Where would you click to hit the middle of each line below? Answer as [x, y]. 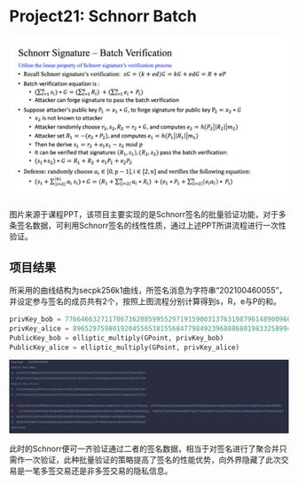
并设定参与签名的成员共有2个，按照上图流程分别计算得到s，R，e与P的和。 [145, 301]
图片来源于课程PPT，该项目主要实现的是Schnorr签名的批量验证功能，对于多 [148, 215]
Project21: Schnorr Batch [103, 16]
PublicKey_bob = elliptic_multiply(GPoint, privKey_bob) [117, 338]
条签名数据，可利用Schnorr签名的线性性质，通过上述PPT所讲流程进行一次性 [148, 226]
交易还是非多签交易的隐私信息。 [114, 471]
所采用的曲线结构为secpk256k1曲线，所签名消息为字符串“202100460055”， [148, 291]
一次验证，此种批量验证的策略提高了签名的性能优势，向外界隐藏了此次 [153, 459]
